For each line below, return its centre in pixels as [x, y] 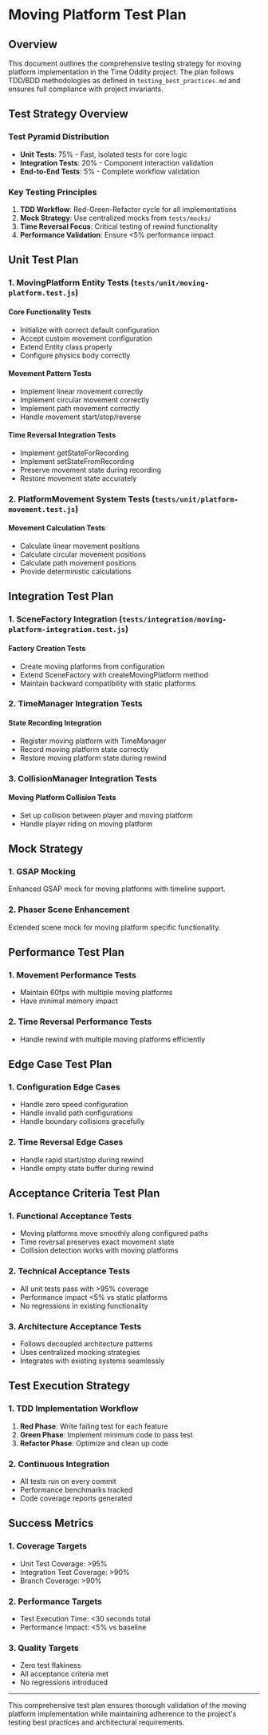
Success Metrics [51, 1523]
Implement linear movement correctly [81, 391]
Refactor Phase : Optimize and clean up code [94, 1443]
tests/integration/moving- [175, 620]
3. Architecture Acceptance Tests [75, 1326]
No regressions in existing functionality [84, 1305]
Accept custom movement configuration [86, 338]
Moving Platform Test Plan [97, 15]
